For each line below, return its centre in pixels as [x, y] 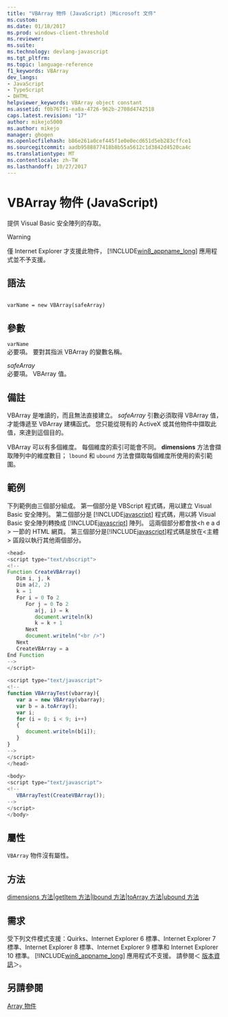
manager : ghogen [30, 135]
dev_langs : [23, 77]
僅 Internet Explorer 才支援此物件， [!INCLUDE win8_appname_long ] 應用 [109, 250]
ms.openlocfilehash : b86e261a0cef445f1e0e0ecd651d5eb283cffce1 [99, 141]
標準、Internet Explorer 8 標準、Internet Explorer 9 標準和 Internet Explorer [113, 947]
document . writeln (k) [64, 617]
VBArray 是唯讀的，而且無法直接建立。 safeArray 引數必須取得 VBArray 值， [115, 415]
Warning [19, 237]
